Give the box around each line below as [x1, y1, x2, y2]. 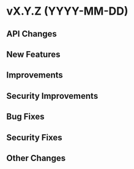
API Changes [6, 29, 57, 39]
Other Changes [6, 153, 66, 163]
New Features [6, 49, 61, 59]
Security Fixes [6, 132, 62, 143]
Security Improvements [6, 90, 99, 101]
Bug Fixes [6, 112, 45, 122]
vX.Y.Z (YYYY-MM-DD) [6, 4, 128, 18]
